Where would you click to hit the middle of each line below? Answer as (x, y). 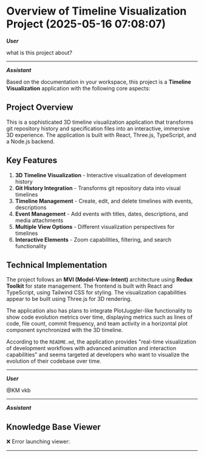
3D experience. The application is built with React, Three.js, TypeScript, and (101, 135)
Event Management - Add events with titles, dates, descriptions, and (101, 214)
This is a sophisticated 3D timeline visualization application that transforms (100, 122)
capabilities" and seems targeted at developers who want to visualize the (98, 355)
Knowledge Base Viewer (54, 427)
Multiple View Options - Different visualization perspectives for (95, 226)
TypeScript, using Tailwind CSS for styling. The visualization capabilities (97, 293)
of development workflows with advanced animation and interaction (91, 348)
